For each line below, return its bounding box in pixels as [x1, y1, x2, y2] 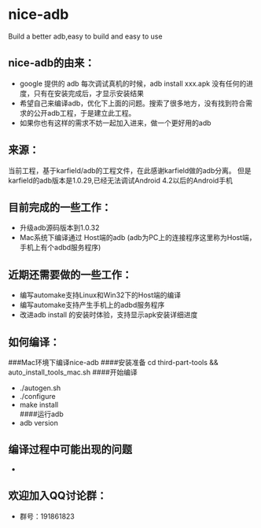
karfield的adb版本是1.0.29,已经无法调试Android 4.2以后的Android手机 [8, 175, 233, 185]
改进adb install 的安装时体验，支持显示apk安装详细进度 [19, 310, 198, 319]
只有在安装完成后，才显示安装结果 [33, 88, 144, 98]
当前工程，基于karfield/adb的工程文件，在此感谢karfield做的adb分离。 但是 [8, 165, 252, 175]
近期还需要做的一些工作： [8, 268, 132, 281]
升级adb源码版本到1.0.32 [19, 223, 100, 233]
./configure [19, 392, 57, 401]
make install [19, 400, 59, 409]
